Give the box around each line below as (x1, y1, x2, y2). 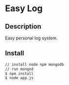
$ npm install (5, 71, 34, 76)
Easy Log (5, 3, 43, 14)
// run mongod (5, 67, 34, 71)
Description (5, 22, 41, 31)
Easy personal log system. (5, 35, 58, 41)
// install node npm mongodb (5, 62, 64, 67)
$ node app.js (5, 76, 34, 81)
